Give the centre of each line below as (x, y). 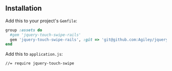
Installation (24, 8)
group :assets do (24, 30)
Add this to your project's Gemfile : (41, 20)
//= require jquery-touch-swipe (40, 63)
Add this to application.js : (34, 54)
